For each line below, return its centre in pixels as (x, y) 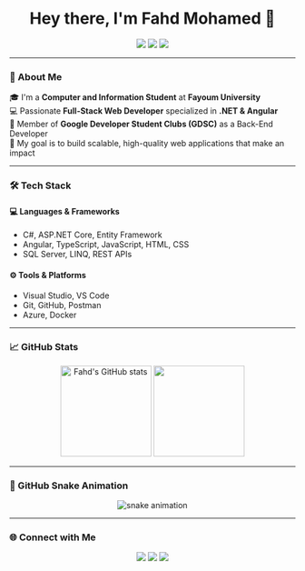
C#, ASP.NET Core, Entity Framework (92, 235)
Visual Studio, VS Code (66, 296)
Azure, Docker (49, 315)
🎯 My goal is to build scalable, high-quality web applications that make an (147, 144)
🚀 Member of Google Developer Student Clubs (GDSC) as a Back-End (142, 124)
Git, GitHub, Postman (62, 305)
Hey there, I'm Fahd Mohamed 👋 (152, 19)
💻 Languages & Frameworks (64, 211)
